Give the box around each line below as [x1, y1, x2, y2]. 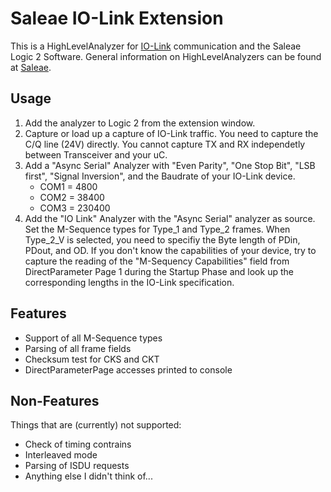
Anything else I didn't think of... [24, 470, 153, 482]
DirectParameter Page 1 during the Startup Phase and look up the [24, 265, 294, 277]
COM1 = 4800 [39, 180, 98, 192]
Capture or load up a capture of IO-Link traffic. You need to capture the [24, 127, 319, 139]
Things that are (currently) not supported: [10, 419, 182, 431]
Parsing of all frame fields [24, 342, 132, 354]
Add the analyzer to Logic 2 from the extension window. [24, 117, 256, 129]
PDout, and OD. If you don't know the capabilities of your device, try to [24, 244, 317, 256]
